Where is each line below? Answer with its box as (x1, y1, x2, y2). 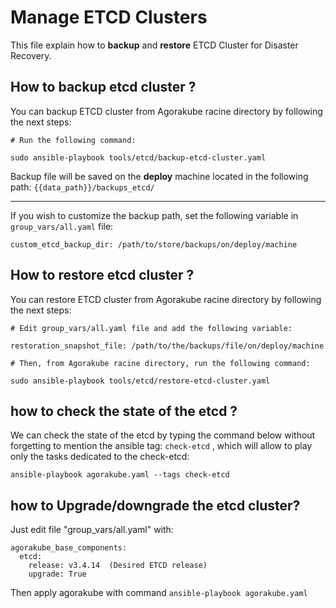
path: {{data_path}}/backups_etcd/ (10, 181, 155, 193)
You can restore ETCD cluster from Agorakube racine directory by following (10, 293, 322, 305)
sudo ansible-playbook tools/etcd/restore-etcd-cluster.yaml (10, 376, 271, 386)
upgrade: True (28, 569, 87, 580)
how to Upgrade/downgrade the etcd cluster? (10, 497, 301, 514)
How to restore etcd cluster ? (10, 267, 195, 284)
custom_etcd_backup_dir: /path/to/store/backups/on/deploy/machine (10, 239, 298, 250)
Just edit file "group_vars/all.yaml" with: (10, 524, 174, 536)
